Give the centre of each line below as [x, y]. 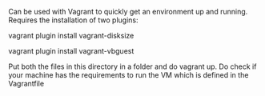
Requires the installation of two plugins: [73, 20]
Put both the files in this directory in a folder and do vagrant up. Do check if [132, 66]
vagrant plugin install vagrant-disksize [71, 36]
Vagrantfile [26, 84]
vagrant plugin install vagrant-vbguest [71, 51]
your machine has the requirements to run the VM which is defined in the [128, 75]
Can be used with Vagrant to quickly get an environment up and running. [128, 12]
